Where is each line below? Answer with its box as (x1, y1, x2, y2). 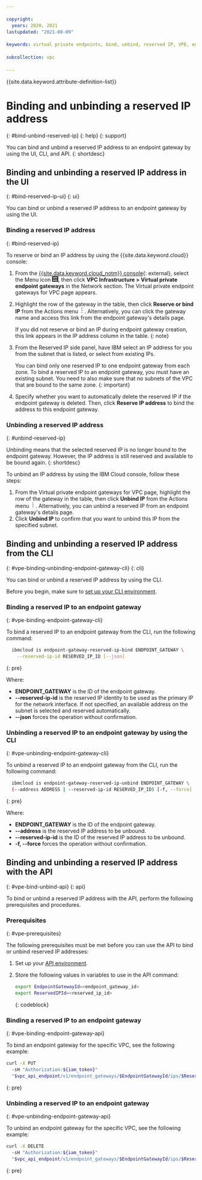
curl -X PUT (6, 1061, 36, 1067)
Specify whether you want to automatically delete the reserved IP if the (14, 393, 191, 400)
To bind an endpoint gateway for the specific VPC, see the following (6, 1041, 175, 1049)
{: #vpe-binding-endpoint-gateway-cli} (6, 617, 103, 624)
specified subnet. (14, 521, 58, 528)
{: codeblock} (14, 1001, 49, 1008)
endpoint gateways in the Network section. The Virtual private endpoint (14, 282, 194, 290)
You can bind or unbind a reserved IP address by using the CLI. (6, 576, 163, 583)
